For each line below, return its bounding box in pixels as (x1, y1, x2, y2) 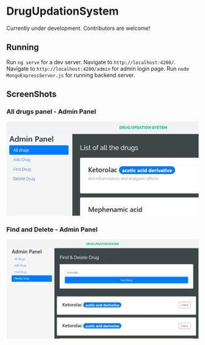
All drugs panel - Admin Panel (6, 107, 96, 116)
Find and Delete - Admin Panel (6, 225, 98, 233)
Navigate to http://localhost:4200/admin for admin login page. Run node (6, 65, 189, 72)
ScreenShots (6, 89, 57, 100)
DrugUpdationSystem (6, 4, 119, 18)
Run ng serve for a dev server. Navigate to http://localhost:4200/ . (6, 58, 176, 65)
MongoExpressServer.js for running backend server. (6, 71, 135, 79)
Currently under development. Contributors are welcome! (6, 24, 151, 32)
